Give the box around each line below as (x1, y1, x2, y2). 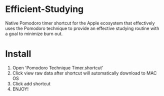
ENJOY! (12, 86, 29, 92)
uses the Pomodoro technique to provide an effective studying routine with (5, 25, 159, 31)
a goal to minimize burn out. (5, 30, 63, 36)
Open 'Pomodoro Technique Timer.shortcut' (12, 64, 103, 70)
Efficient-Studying (5, 3, 84, 15)
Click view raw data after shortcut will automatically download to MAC (12, 70, 157, 76)
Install (5, 48, 31, 59)
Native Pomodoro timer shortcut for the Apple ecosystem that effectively (5, 20, 155, 26)
